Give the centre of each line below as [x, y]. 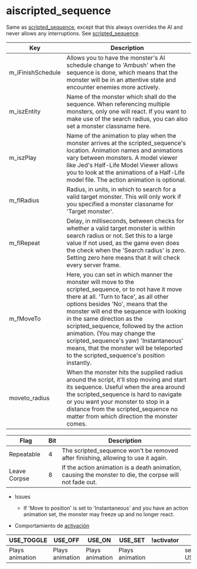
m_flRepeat [24, 243]
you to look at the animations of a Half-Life [125, 172]
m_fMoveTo [25, 319]
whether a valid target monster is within [121, 228]
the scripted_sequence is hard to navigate [124, 394]
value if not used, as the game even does [123, 243]
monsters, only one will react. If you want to [126, 111]
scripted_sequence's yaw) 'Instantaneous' [125, 340]
